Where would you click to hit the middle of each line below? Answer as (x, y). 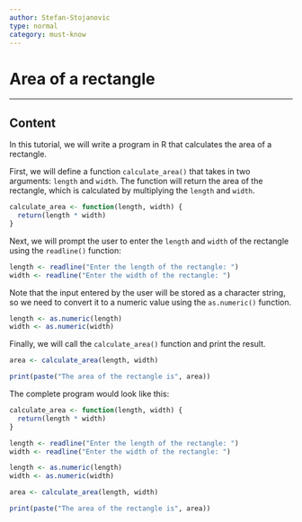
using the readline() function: (65, 250)
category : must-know (48, 34)
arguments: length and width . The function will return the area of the (136, 181)
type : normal (34, 26)
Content (33, 123)
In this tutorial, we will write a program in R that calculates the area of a (141, 145)
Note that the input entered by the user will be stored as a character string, (147, 292)
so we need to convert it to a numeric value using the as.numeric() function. (151, 302)
